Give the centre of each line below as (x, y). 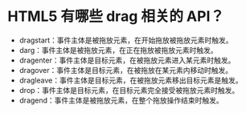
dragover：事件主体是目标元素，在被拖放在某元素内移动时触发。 (126, 70)
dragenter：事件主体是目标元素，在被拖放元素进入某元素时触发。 (127, 60)
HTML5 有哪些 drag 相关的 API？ (116, 16)
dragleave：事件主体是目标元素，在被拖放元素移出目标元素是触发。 (131, 80)
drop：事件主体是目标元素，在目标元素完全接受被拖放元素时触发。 (129, 90)
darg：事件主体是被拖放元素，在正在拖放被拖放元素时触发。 (118, 50)
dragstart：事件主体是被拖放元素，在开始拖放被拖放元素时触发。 (126, 40)
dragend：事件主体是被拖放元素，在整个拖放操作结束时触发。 (121, 100)
